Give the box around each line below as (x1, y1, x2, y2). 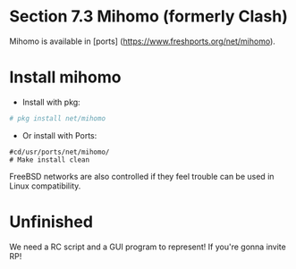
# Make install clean (9, 155, 90, 164)
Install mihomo (9, 67, 122, 88)
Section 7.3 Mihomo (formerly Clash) (9, 6, 288, 27)
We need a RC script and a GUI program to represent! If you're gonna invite (9, 241, 286, 252)
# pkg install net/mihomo (9, 113, 106, 122)
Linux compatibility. (9, 181, 81, 191)
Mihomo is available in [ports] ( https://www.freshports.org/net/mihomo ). (9, 36, 275, 46)
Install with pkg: (21, 97, 80, 107)
